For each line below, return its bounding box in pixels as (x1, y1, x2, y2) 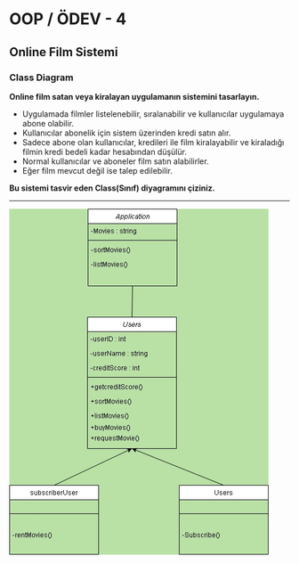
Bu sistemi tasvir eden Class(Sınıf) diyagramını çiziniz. (9, 183, 215, 193)
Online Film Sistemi (9, 45, 118, 60)
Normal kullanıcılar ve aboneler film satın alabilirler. (21, 156, 209, 167)
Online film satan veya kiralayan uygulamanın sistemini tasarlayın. (9, 91, 260, 102)
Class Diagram (9, 71, 74, 84)
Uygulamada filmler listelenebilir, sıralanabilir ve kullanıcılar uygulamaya (21, 108, 285, 119)
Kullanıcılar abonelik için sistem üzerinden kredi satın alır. (21, 127, 231, 138)
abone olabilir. (21, 118, 74, 128)
